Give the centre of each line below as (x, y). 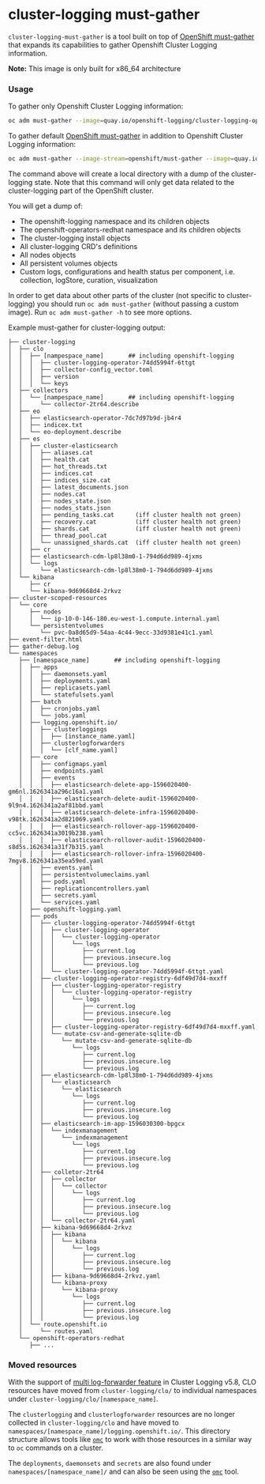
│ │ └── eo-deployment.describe (65, 432)
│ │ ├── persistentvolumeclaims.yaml (84, 874)
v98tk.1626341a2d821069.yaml (56, 819)
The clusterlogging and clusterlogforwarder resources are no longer (121, 1414)
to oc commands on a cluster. (56, 1448)
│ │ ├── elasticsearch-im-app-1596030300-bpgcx (102, 1123)
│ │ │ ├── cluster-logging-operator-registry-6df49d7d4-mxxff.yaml (137, 1027)
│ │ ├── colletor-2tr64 (61, 1172)
